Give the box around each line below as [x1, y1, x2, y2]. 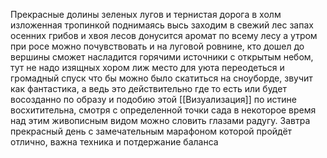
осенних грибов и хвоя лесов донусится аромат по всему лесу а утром [10, 30, 318, 41]
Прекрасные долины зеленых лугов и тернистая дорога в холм [10, 9, 282, 20]
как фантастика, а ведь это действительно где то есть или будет [10, 83, 287, 94]
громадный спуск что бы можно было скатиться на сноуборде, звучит [10, 72, 313, 84]
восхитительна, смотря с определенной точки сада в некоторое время [10, 104, 317, 116]
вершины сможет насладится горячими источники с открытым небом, [10, 51, 314, 63]
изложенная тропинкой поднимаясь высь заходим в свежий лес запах [10, 19, 314, 31]
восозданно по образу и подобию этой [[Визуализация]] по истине [10, 94, 298, 105]
